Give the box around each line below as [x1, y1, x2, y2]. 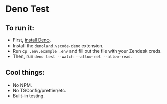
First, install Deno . [12, 37, 51, 43]
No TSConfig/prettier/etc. [12, 87, 66, 93]
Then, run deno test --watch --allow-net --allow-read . [12, 53, 132, 59]
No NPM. [12, 81, 32, 88]
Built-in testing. [12, 93, 45, 99]
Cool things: [5, 68, 45, 77]
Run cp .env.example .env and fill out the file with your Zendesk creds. [12, 48, 162, 54]
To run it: [5, 24, 35, 32]
